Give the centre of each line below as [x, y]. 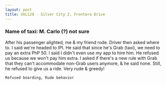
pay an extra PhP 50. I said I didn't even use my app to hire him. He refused [82, 53]
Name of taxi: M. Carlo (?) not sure [47, 32]
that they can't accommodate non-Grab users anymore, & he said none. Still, [83, 63]
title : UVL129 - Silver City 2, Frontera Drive [55, 14]
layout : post [19, 10]
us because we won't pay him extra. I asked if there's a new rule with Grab [81, 58]
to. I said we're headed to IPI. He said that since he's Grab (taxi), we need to [83, 47]
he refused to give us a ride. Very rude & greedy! [55, 68]
